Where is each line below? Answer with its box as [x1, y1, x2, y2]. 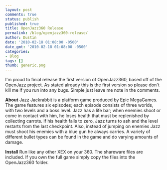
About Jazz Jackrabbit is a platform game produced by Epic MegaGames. [5, 97, 158, 103]
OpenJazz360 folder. [5, 160, 49, 166]
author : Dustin [5, 35, 37, 40]
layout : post [5, 7, 32, 12]
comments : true [5, 12, 37, 17]
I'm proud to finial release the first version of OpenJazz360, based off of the [5, 77, 162, 83]
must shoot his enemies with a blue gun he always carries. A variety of [5, 129, 151, 135]
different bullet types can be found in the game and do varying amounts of [5, 134, 159, 140]
